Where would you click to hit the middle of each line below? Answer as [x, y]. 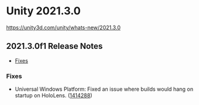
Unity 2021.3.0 [43, 11]
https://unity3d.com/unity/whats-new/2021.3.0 [63, 27]
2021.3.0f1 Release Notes [55, 46]
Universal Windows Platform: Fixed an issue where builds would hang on [104, 89]
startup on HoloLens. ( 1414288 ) [53, 95]
